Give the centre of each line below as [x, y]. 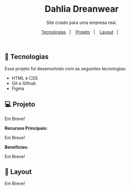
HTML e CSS [25, 78]
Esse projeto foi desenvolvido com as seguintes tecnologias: [65, 68]
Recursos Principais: [26, 128]
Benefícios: [17, 147]
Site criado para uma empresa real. [82, 22]
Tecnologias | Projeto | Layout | [80, 32]
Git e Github [24, 83]
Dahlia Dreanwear [82, 9]
